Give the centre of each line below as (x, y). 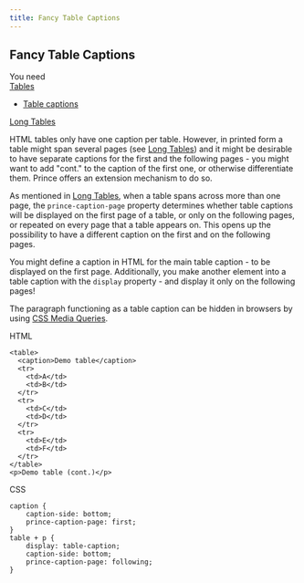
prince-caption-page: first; (81, 522)
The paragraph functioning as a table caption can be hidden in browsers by (152, 309)
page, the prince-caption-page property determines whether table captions (152, 205)
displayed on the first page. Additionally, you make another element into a (148, 272)
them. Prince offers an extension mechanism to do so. (111, 178)
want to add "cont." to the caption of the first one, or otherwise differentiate (152, 169)
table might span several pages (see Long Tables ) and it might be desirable (151, 149)
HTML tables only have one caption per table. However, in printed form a (146, 140)
